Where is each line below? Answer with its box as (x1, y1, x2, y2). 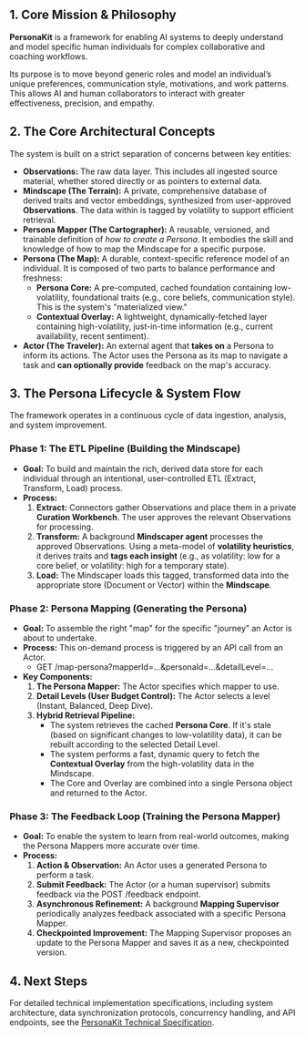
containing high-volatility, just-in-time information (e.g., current (36, 321, 273, 332)
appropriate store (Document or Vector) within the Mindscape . (36, 579, 272, 590)
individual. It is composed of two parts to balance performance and (22, 262, 276, 273)
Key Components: (22, 672, 93, 683)
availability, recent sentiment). (36, 330, 149, 341)
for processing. (36, 521, 94, 532)
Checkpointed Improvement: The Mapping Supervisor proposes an (36, 928, 292, 939)
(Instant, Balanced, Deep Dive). (36, 701, 153, 712)
